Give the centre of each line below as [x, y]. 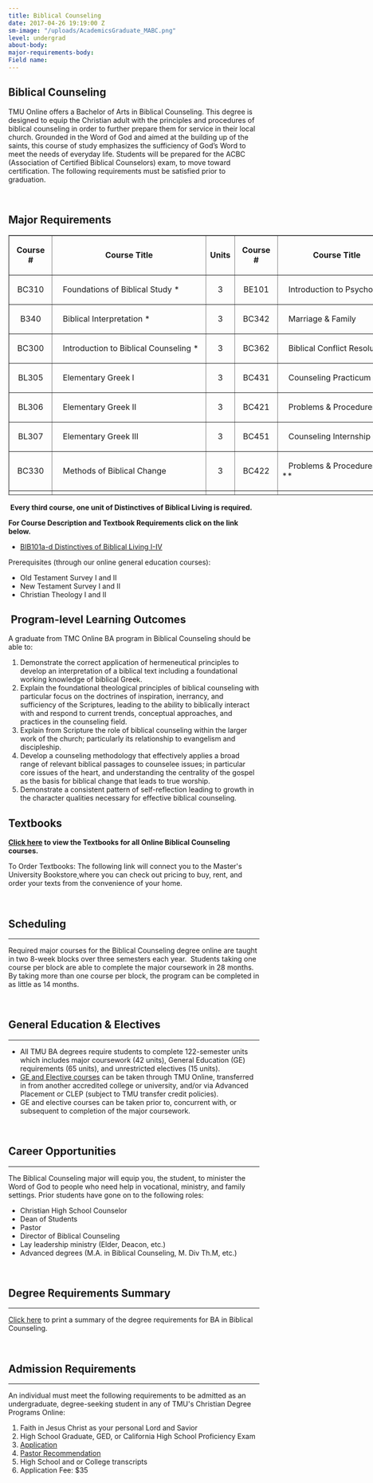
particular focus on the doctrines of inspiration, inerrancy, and [122, 696]
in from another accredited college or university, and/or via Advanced [134, 1085]
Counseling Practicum [330, 377]
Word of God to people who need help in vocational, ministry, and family [127, 1186]
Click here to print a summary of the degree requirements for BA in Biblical [131, 1320]
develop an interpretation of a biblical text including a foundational [128, 671]
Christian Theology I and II [63, 594]
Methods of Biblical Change [114, 470]
